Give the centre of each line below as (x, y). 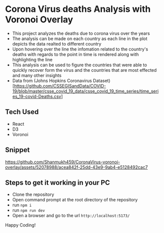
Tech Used (22, 112)
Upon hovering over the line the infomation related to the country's (80, 49)
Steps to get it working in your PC (58, 182)
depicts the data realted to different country (57, 44)
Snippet (18, 150)
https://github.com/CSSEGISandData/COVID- (60, 86)
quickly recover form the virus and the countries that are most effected (84, 70)
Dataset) (102, 81)
